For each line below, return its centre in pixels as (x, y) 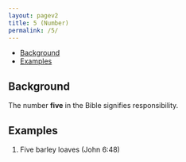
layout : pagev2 (33, 15)
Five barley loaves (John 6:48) (70, 149)
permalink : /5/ (33, 30)
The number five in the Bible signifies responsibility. (93, 106)
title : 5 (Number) (39, 23)
